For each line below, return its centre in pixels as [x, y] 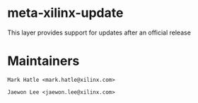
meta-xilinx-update [65, 13]
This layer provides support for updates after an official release [99, 32]
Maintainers [43, 61]
